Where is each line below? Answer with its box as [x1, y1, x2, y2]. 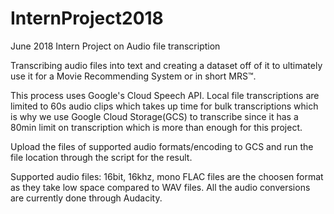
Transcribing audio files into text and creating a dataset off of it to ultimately [10, 59, 323, 71]
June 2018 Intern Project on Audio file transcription [10, 40, 221, 52]
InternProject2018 [10, 7, 164, 30]
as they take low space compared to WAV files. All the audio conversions [10, 181, 311, 193]
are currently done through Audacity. [10, 192, 163, 204]
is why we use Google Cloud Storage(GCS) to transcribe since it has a [10, 110, 299, 122]
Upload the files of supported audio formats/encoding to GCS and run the [10, 140, 314, 152]
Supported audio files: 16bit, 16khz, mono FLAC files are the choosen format [10, 170, 324, 182]
